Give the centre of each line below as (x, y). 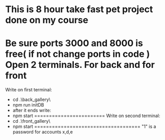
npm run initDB (28, 105)
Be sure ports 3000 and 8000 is (74, 43)
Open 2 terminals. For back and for (80, 65)
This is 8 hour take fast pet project (79, 9)
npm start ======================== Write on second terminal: (86, 116)
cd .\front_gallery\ (32, 121)
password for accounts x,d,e (43, 132)
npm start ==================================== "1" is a (84, 127)
